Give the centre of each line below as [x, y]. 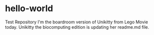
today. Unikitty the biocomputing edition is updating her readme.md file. [77, 27]
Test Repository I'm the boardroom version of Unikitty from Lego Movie [77, 22]
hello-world [29, 9]
